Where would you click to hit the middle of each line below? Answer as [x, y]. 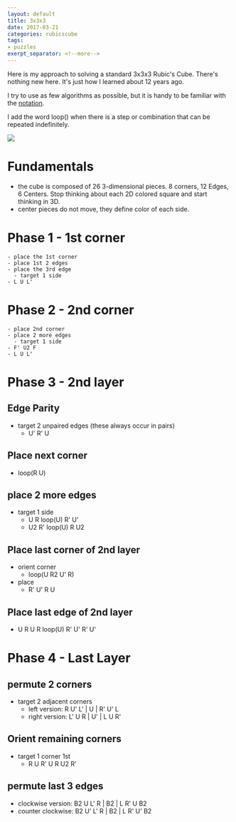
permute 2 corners [50, 684]
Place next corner [47, 456]
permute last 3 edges [55, 786]
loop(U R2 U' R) [51, 575]
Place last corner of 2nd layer [74, 550]
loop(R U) [32, 473]
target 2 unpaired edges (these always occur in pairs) [96, 426]
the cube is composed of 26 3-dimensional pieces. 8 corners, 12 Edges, [123, 186]
